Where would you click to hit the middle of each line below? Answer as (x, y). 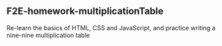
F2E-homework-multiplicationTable (85, 11)
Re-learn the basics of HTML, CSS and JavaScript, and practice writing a (111, 27)
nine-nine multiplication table (48, 35)
